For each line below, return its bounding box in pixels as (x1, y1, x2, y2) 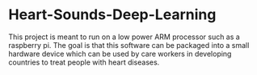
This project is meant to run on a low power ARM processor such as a (8, 32, 240, 41)
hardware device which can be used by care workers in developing (8, 49, 232, 58)
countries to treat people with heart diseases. (8, 57, 160, 67)
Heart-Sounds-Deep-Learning (8, 6, 217, 24)
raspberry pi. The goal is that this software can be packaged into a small (8, 40, 250, 49)
